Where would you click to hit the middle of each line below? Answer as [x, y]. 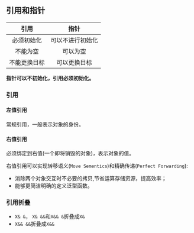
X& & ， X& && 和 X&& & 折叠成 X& [50, 216]
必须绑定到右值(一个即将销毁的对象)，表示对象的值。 [70, 153]
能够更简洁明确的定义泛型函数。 [54, 186]
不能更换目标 [27, 62]
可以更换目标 [75, 62]
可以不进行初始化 [75, 40]
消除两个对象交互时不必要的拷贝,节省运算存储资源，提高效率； [90, 179]
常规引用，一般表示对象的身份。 [45, 124]
